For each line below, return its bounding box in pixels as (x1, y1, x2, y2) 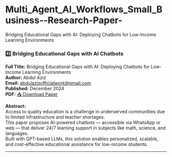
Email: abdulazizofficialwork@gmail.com (5, 80, 91, 86)
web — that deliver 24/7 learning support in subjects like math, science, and (5, 125, 166, 131)
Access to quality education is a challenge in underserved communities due (5, 109, 165, 115)
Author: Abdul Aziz (5, 74, 46, 81)
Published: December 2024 (5, 86, 64, 92)
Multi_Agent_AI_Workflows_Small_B (5, 4, 163, 15)
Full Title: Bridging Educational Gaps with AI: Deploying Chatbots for (5, 64, 150, 70)
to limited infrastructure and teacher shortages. (5, 114, 105, 120)
